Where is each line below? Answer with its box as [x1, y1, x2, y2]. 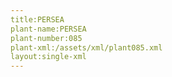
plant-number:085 [10, 33, 83, 43]
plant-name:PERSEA [10, 24, 87, 34]
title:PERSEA [10, 14, 65, 25]
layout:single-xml [10, 52, 87, 62]
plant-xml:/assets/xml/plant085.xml [10, 42, 163, 53]
